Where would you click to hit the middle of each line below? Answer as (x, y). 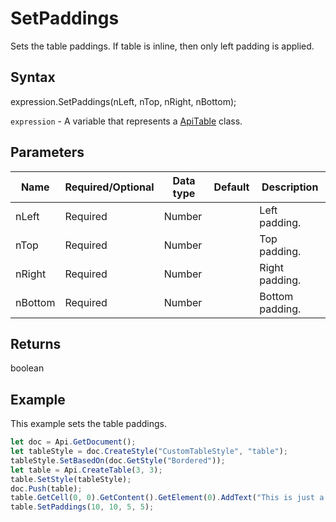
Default (231, 187)
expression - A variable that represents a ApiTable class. (126, 121)
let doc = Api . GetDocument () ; (73, 442)
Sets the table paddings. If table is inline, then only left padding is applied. (162, 46)
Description (290, 187)
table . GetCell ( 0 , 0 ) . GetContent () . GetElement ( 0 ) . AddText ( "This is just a (167, 498)
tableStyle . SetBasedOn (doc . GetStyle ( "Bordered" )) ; (118, 460)
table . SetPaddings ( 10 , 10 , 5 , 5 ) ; (82, 507)
